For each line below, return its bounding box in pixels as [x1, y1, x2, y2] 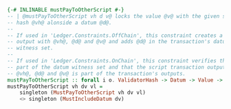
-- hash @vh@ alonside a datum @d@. [7, 19, 112, 26]
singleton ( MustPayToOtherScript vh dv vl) [19, 89, 146, 96]
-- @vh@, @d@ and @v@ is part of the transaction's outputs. [7, 70, 186, 77]
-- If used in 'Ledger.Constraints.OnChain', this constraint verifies [7, 58, 217, 64]
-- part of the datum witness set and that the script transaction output [7, 64, 226, 71]
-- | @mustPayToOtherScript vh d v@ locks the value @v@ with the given [7, 12, 220, 20]
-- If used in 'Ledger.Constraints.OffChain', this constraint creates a [7, 32, 223, 39]
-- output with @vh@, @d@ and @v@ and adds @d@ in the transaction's [7, 38, 211, 45]
